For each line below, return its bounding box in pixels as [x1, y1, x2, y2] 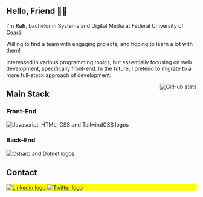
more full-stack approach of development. [6, 71, 112, 79]
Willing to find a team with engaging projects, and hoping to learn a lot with [6, 40, 193, 47]
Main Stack [6, 89, 50, 99]
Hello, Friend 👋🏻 [6, 6, 68, 16]
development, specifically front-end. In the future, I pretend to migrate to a [6, 65, 192, 72]
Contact [6, 167, 37, 178]
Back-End [6, 136, 36, 144]
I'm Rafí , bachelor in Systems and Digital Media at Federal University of [6, 22, 184, 29]
